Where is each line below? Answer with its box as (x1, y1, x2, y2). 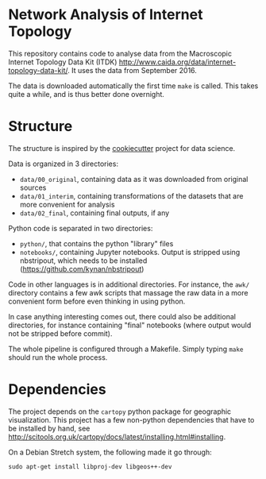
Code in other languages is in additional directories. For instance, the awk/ (8, 280, 250, 289)
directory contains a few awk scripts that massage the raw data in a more (8, 288, 249, 297)
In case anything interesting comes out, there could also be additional (8, 311, 237, 321)
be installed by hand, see (8, 423, 91, 433)
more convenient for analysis (19, 199, 115, 209)
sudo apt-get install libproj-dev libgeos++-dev (8, 462, 172, 470)
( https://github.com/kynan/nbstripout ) (19, 264, 145, 273)
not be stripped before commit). (8, 328, 113, 338)
